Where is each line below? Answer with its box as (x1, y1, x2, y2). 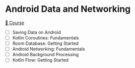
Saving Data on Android (12, 29, 61, 35)
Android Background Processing (12, 52, 79, 58)
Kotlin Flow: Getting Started (12, 57, 68, 63)
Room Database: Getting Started (12, 40, 79, 46)
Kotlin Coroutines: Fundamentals (12, 35, 79, 40)
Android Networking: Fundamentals (12, 46, 85, 52)
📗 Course (5, 20, 24, 26)
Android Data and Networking (5, 3, 131, 15)
